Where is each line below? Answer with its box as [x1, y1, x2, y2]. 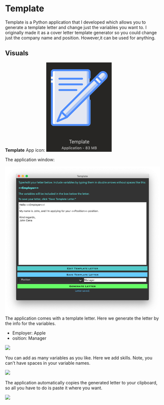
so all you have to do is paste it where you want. [5, 385, 103, 391]
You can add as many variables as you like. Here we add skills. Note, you [5, 355, 153, 361]
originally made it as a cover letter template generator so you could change [5, 29, 157, 35]
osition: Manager [12, 335, 47, 341]
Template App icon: [5, 147, 46, 153]
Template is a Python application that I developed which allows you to [5, 19, 146, 25]
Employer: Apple [12, 330, 46, 336]
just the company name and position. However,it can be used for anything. [5, 35, 156, 41]
